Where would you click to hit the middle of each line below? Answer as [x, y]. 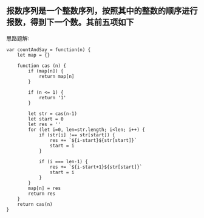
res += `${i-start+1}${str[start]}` [96, 167]
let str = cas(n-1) [53, 114]
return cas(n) [35, 204]
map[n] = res [45, 188]
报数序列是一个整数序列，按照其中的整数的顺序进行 [102, 11]
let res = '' [45, 124]
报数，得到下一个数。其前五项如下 [70, 22]
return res [42, 194]
